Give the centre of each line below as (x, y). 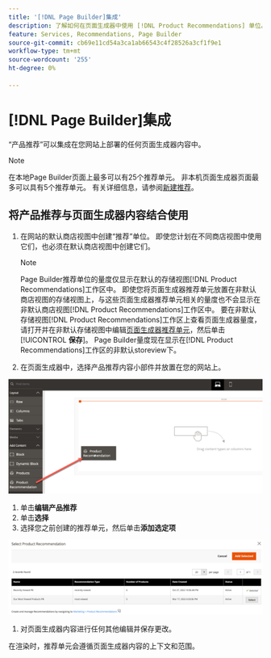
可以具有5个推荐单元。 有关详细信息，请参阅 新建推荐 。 (107, 187)
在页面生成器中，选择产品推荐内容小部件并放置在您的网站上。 (123, 367)
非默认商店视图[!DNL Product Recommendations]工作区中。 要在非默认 (138, 309)
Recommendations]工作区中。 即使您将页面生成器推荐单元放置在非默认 (138, 289)
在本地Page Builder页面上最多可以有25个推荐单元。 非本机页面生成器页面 (130, 177)
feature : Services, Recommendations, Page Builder (95, 34)
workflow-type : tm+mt (45, 51)
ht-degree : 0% (32, 69)
